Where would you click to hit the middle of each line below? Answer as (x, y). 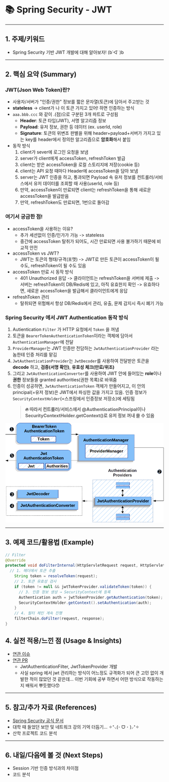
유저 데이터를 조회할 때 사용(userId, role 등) (76, 184)
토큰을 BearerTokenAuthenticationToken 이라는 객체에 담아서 (72, 336)
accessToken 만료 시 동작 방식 (43, 272)
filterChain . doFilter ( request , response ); (59, 619)
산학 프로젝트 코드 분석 (35, 733)
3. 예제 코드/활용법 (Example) (50, 542)
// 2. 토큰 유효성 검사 (35, 582)
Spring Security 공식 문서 (38, 721)
